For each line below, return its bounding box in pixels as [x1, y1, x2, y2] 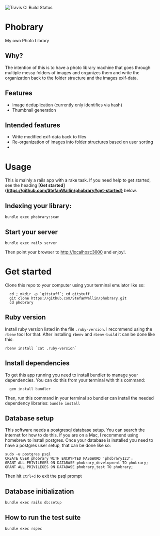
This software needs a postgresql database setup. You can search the [5, 427, 145, 433]
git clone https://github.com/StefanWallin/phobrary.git [9, 296, 127, 301]
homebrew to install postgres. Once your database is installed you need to [5, 437, 154, 443]
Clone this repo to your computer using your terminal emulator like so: [5, 282, 145, 288]
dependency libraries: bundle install [5, 400, 80, 406]
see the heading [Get [5, 183, 48, 188]
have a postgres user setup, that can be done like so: [5, 442, 111, 449]
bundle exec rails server [5, 240, 57, 245]
